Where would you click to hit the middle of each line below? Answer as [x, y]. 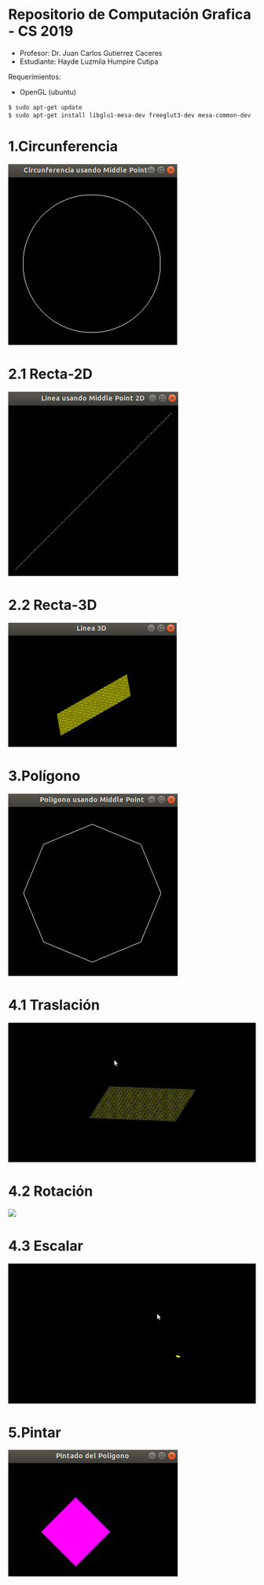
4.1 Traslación [54, 1005]
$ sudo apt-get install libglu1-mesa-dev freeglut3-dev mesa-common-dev [130, 115]
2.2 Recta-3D [53, 605]
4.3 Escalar [46, 1246]
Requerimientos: [35, 76]
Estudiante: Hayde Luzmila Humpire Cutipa [89, 61]
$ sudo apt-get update [45, 107]
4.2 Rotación [51, 1191]
